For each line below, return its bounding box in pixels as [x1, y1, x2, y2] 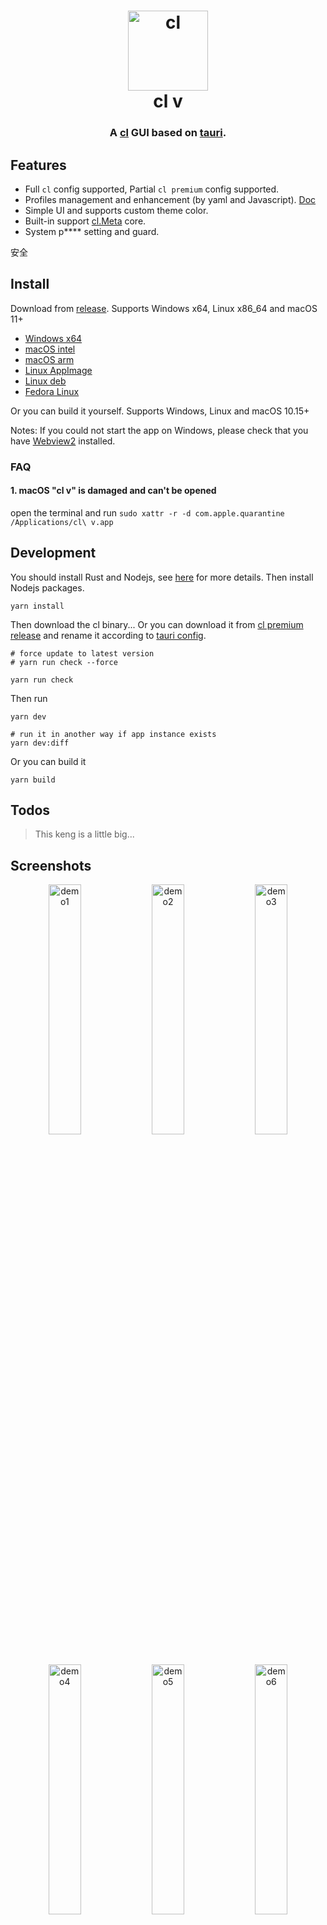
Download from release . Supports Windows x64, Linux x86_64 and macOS [10, 302, 318, 314]
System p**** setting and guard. [24, 225, 160, 237]
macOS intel [24, 343, 76, 355]
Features [10, 156, 67, 174]
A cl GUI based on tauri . [109, 126, 227, 140]
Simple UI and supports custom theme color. [24, 204, 209, 216]
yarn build [10, 775, 56, 785]
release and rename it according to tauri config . [10, 629, 207, 641]
